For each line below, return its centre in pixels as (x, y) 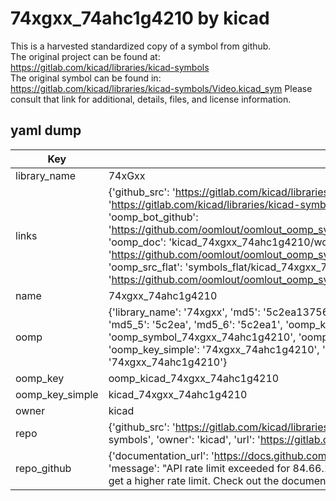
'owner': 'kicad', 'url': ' (208, 439)
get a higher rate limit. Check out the (194, 480)
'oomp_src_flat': (145, 267)
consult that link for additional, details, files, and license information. (151, 99)
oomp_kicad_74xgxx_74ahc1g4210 (194, 378)
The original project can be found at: (85, 56)
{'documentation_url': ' (161, 455)
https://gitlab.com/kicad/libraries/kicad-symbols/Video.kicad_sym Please (161, 88)
